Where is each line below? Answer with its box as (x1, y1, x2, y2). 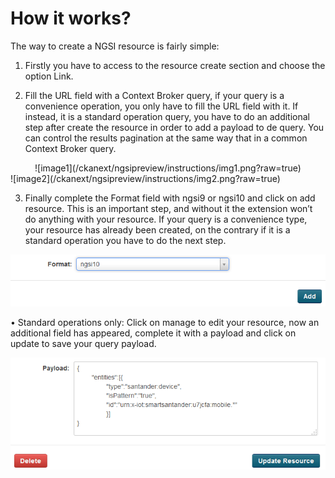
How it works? (10, 7, 132, 30)
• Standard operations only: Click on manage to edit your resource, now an (10, 316, 320, 328)
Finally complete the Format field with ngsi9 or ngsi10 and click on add (24, 192, 316, 204)
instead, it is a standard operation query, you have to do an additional (24, 110, 311, 122)
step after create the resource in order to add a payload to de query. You (24, 121, 325, 133)
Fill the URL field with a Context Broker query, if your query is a (24, 89, 285, 101)
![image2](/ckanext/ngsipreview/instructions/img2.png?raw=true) (10, 172, 281, 184)
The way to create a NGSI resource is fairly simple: (10, 40, 220, 52)
